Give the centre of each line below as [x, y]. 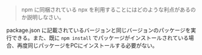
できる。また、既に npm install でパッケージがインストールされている [100, 38]
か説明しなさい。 [43, 17]
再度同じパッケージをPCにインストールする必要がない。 [87, 46]
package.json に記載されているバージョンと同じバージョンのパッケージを [99, 30]
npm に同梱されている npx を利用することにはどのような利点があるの [109, 9]
